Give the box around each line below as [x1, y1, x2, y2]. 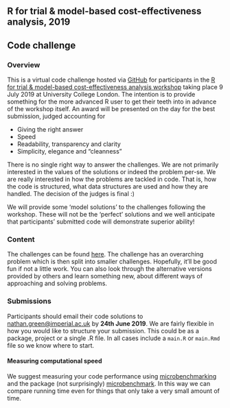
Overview [7, 60, 41, 69]
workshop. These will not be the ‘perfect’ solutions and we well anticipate [7, 211, 215, 219]
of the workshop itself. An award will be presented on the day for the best [7, 105, 216, 113]
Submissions [7, 296, 51, 306]
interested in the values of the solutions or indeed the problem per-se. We [7, 168, 216, 176]
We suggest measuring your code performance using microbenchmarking [7, 372, 217, 380]
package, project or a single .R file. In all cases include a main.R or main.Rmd [7, 334, 220, 342]
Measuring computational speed [7, 357, 102, 365]
